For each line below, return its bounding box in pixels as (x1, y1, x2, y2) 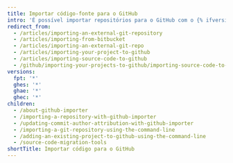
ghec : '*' (13, 94, 42, 101)
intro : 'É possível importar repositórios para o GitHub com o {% (7, 17, 203, 24)
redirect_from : (7, 23, 51, 30)
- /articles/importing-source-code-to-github (13, 55, 148, 62)
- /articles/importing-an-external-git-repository (13, 29, 163, 37)
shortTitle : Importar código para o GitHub (7, 146, 135, 153)
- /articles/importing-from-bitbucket (13, 36, 126, 43)
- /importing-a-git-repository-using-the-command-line (13, 126, 175, 133)
